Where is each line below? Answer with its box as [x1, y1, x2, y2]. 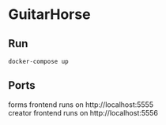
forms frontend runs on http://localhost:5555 [8, 100, 154, 109]
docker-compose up [8, 57, 69, 65]
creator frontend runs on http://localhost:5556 [8, 108, 158, 117]
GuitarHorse [8, 6, 91, 24]
